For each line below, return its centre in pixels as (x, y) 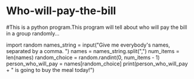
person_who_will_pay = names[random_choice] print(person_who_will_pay (97, 64)
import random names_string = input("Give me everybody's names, (88, 45)
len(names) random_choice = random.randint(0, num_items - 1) (83, 57)
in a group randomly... (33, 33)
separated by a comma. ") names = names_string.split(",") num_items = (93, 51)
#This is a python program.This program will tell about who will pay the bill (97, 27)
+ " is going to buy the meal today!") (50, 70)
